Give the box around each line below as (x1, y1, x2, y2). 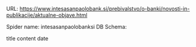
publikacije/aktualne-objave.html (6, 11, 87, 19)
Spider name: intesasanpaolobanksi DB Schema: (6, 23, 127, 30)
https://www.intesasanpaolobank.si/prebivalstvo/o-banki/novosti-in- (19, 5, 190, 12)
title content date (6, 35, 49, 42)
